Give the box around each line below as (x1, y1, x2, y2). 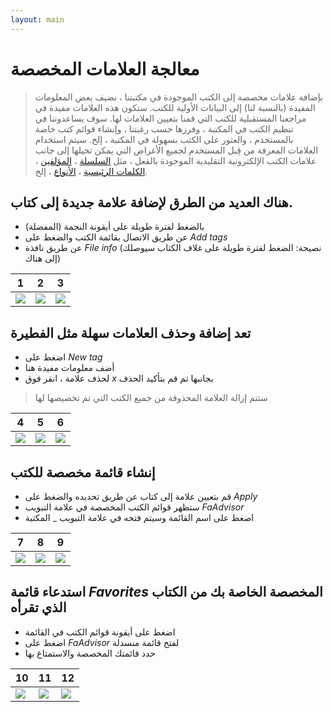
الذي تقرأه (10, 599, 67, 616)
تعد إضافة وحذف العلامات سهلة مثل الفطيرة (10, 324, 252, 341)
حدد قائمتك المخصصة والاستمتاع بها (24, 647, 156, 659)
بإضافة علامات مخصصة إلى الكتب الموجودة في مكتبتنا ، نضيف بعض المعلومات (34, 91, 323, 103)
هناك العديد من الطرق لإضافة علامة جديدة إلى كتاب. (10, 194, 293, 211)
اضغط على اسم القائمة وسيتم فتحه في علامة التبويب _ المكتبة (24, 512, 255, 523)
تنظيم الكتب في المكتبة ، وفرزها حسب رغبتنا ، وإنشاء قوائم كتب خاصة (34, 122, 294, 135)
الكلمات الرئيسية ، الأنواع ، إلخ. (34, 165, 148, 177)
